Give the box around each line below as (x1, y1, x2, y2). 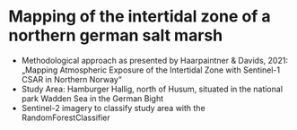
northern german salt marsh (8, 25, 223, 46)
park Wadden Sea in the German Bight (21, 92, 164, 104)
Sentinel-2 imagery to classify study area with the (21, 102, 205, 113)
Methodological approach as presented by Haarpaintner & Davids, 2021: (21, 55, 289, 65)
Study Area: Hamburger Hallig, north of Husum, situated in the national (21, 83, 284, 94)
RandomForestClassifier (21, 112, 111, 123)
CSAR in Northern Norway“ (21, 74, 122, 84)
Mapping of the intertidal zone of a (8, 6, 271, 27)
